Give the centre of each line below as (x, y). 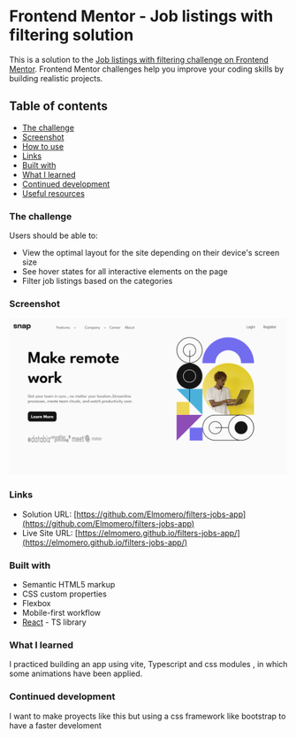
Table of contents (58, 107)
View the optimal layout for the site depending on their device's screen (151, 253)
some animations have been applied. (76, 673)
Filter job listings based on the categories (97, 281)
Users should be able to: (54, 235)
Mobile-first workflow (61, 612)
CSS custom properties (65, 594)
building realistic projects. (56, 78)
